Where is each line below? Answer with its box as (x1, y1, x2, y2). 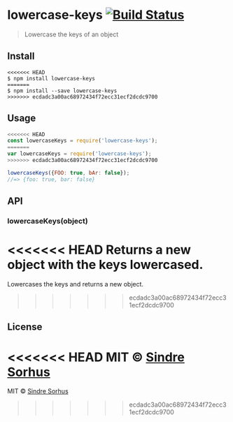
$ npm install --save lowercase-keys (7, 87, 118, 94)
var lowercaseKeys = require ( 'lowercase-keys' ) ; (7, 150, 152, 157)
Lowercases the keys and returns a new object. (7, 279, 144, 288)
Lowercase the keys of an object (24, 30, 119, 38)
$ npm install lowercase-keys (7, 75, 96, 82)
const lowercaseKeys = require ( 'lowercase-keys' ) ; (7, 137, 158, 145)
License (7, 321, 43, 333)
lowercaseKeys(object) (7, 217, 89, 226)
